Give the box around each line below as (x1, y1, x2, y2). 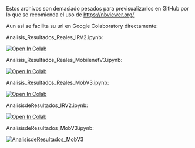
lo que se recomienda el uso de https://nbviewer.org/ (6, 11, 135, 18)
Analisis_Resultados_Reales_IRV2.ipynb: (6, 34, 103, 40)
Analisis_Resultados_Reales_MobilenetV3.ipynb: (6, 57, 123, 63)
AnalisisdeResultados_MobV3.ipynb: (6, 125, 94, 131)
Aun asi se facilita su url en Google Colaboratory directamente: (6, 23, 159, 29)
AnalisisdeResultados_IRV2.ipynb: (6, 102, 88, 109)
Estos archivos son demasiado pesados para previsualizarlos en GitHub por (6, 5, 189, 12)
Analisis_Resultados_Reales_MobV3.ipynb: (6, 79, 109, 86)
